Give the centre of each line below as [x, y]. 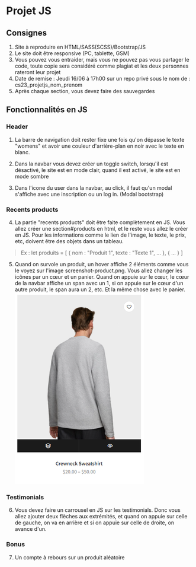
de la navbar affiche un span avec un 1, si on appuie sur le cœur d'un [99, 283]
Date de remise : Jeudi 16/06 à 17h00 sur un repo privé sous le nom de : [102, 79]
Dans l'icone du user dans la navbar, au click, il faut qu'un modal [93, 187]
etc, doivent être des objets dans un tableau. [69, 241]
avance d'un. [30, 529]
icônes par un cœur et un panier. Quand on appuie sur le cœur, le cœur [102, 276]
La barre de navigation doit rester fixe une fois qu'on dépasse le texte [99, 139]
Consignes [27, 33]
